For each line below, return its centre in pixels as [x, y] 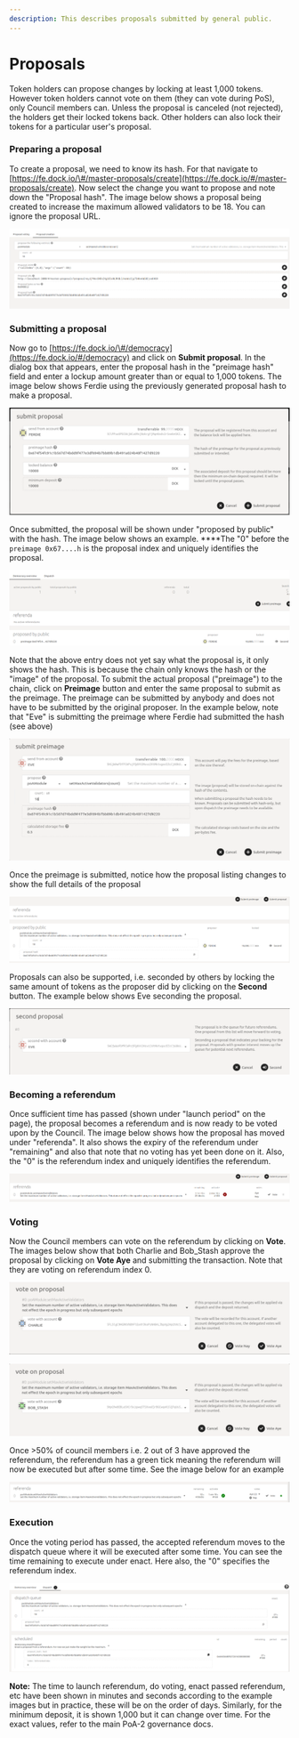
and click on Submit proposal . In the [199, 357]
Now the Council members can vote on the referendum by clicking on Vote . [148, 1241]
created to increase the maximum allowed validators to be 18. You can [137, 206]
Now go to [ [31, 348]
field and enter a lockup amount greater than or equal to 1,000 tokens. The [145, 376]
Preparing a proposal [56, 150]
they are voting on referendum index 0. [81, 1270]
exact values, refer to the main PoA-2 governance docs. [111, 1724]
